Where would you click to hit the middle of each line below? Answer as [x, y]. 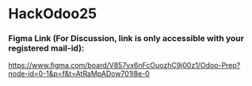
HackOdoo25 [53, 14]
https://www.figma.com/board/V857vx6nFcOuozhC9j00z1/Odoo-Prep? [124, 65]
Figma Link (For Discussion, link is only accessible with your [126, 39]
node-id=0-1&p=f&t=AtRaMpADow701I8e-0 [79, 74]
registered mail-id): [46, 48]
